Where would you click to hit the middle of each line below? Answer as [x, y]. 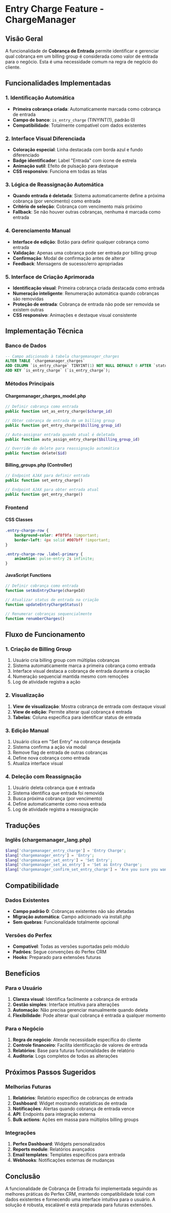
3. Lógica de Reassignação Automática [54, 185]
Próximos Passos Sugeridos [51, 1072]
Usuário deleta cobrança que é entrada [54, 788]
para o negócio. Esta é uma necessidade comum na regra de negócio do [81, 62]
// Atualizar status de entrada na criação [52, 600]
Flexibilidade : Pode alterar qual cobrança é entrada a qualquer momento [89, 1015]
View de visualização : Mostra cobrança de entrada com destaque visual [89, 706]
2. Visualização [25, 695]
